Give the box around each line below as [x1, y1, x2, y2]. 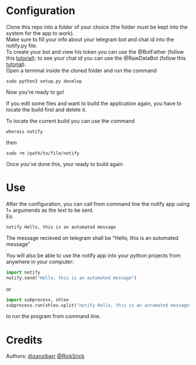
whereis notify [6, 129, 43, 135]
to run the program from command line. [6, 313, 101, 320]
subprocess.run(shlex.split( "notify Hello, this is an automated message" [6, 302, 192, 308]
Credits [6, 333, 43, 346]
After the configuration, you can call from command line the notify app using [6, 200, 190, 207]
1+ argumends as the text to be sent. [6, 206, 94, 214]
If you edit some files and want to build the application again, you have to [6, 99, 182, 106]
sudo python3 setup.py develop [6, 78, 82, 84]
